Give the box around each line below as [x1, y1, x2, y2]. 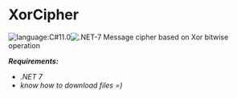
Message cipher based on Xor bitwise [103, 32, 229, 42]
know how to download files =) [19, 80, 123, 90]
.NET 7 [19, 71, 43, 81]
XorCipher [8, 6, 79, 24]
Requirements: [8, 56, 59, 66]
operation [8, 40, 40, 50]
